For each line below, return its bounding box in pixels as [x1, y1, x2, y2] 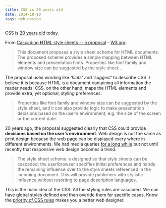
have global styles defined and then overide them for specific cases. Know [5, 192, 158, 198]
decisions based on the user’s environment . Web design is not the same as [5, 131, 161, 137]
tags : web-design [5, 16, 41, 21]
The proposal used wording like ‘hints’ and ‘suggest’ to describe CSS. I [5, 75, 150, 81]
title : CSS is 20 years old [5, 7, 63, 12]
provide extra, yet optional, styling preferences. [5, 90, 102, 97]
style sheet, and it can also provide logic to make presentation [17, 105, 145, 111]
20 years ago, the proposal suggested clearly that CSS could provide [5, 125, 146, 131]
